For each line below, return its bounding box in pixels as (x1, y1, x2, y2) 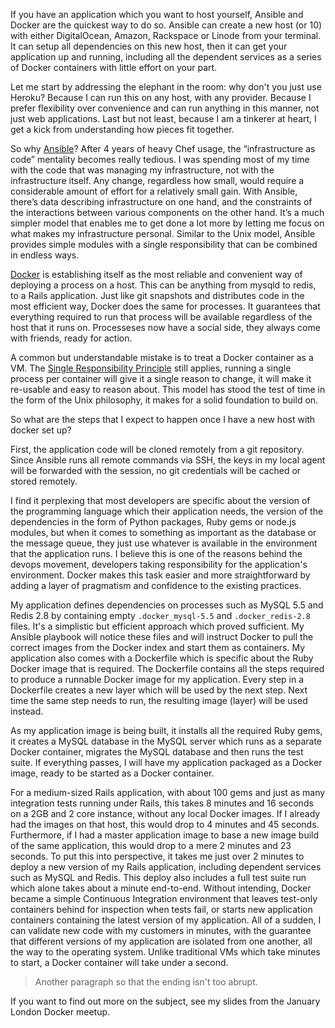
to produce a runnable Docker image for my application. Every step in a (10, 674, 305, 685)
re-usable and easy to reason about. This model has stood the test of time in (10, 384, 326, 395)
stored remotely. (10, 475, 78, 487)
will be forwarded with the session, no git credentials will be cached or (10, 465, 302, 476)
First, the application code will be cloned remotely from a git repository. (10, 444, 305, 455)
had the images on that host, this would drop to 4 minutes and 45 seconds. (10, 819, 320, 830)
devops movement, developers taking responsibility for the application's (10, 559, 308, 570)
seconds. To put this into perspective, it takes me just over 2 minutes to (10, 850, 305, 862)
